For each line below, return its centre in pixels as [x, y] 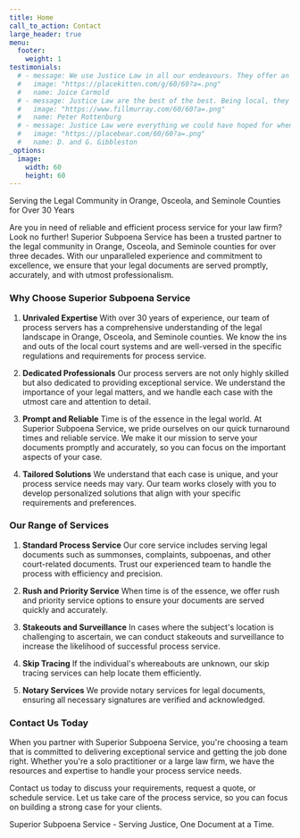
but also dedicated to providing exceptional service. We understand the [154, 382]
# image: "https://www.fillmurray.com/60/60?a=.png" [121, 109]
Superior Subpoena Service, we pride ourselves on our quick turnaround [156, 428]
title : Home [31, 17]
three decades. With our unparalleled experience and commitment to [136, 256]
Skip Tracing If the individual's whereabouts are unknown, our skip [146, 663]
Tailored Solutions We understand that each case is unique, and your [150, 473]
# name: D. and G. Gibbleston [78, 142]
